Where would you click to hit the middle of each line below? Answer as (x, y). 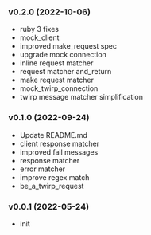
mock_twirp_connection (59, 88)
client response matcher (60, 143)
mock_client (39, 37)
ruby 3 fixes (39, 29)
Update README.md (53, 135)
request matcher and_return (66, 72)
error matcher (43, 169)
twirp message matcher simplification (81, 97)
